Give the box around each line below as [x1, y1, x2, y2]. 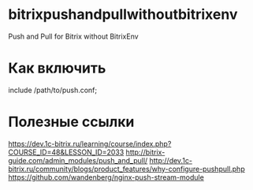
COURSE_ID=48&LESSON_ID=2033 [8, 147, 125, 157]
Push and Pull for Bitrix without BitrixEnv [8, 32, 140, 41]
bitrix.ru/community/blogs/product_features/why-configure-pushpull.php [8, 164, 246, 173]
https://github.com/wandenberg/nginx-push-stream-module [8, 172, 205, 182]
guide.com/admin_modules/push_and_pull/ [8, 155, 148, 165]
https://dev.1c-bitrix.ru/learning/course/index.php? [8, 139, 172, 148]
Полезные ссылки [8, 113, 135, 131]
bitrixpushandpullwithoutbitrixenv [8, 6, 238, 24]
